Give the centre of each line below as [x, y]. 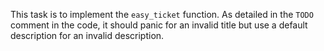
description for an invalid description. [87, 35]
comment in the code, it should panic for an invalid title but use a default [159, 25]
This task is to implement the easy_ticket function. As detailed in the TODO [162, 14]
